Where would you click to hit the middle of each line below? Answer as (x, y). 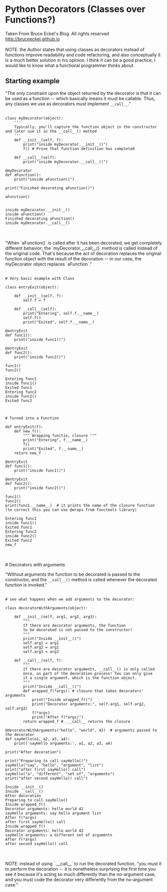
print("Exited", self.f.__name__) (59, 322)
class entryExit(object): (32, 287)
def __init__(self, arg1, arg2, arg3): (56, 617)
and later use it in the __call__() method (51, 131)
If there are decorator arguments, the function (75, 625)
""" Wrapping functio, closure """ (60, 436)
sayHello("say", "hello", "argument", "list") (54, 765)
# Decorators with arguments (35, 564)
